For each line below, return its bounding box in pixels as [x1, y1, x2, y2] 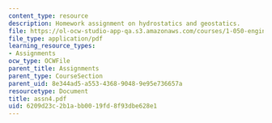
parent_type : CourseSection [8, 72, 104, 80]
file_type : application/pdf [8, 34, 104, 43]
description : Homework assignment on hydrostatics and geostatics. [8, 19, 241, 28]
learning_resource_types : [8, 42, 96, 50]
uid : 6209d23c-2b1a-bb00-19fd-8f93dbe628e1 [8, 102, 158, 110]
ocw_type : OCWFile [8, 57, 70, 66]
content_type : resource [8, 11, 89, 20]
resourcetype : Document [8, 87, 89, 95]
